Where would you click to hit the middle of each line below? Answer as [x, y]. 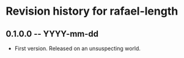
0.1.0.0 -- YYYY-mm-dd [52, 34]
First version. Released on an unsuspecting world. [78, 48]
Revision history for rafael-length [92, 11]
